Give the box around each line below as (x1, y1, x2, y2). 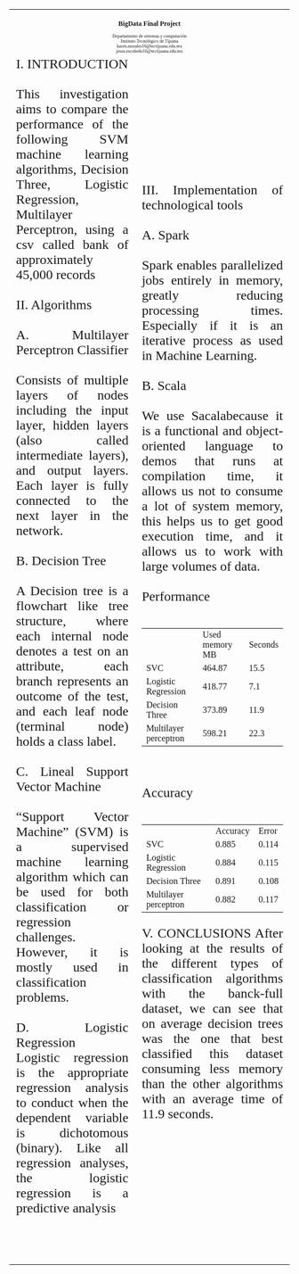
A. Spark (141, 227, 190, 243)
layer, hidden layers (16, 417, 129, 433)
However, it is (16, 944, 129, 960)
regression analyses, (16, 1154, 129, 1171)
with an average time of (141, 1090, 283, 1106)
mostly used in (16, 959, 129, 975)
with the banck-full (141, 985, 283, 1001)
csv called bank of (16, 236, 129, 252)
